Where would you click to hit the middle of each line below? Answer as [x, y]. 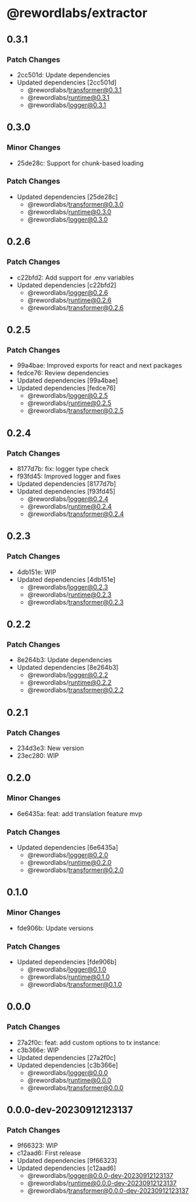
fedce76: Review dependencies [63, 373]
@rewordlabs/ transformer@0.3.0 [75, 204]
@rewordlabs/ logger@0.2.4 [68, 499]
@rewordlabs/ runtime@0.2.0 [69, 862]
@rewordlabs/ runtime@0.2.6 [69, 300]
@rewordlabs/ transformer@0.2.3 [76, 602]
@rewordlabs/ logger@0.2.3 [68, 587]
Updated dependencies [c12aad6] [66, 1168]
